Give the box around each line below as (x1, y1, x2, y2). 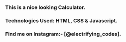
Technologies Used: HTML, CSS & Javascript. (5, 17, 118, 24)
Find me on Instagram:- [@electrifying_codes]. (5, 30, 121, 37)
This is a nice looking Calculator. (5, 4, 86, 11)
